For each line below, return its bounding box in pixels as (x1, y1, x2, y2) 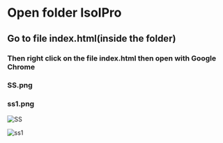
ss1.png (7, 99, 35, 109)
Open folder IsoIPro (7, 5, 122, 21)
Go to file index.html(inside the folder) (7, 33, 176, 44)
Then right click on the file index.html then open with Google (7, 53, 217, 63)
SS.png (7, 81, 33, 90)
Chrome (7, 62, 36, 71)
